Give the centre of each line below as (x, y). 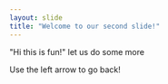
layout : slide (36, 18)
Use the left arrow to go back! (65, 70)
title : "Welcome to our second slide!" (85, 26)
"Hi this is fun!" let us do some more (77, 51)
